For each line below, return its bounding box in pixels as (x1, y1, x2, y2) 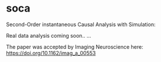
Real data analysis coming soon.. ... (6, 32, 91, 39)
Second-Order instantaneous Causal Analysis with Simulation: (6, 21, 156, 28)
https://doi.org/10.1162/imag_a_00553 (6, 49, 96, 56)
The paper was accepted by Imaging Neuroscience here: (6, 43, 143, 50)
